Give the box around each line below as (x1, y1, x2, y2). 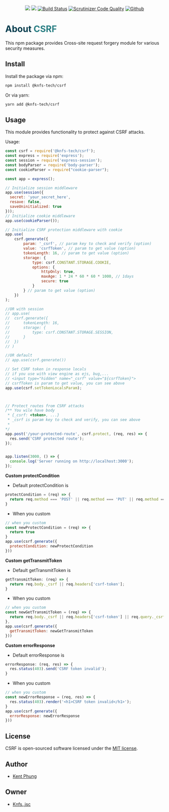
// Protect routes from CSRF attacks (5, 403, 84, 409)
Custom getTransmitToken (5, 557, 62, 563)
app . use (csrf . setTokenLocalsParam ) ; (5, 385, 82, 390)
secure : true (41, 279, 69, 284)
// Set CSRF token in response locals (5, 367, 87, 372)
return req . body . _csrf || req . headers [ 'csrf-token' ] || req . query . (10, 614, 154, 620)
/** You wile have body (5, 408, 55, 413)
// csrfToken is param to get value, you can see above (5, 380, 125, 386)
